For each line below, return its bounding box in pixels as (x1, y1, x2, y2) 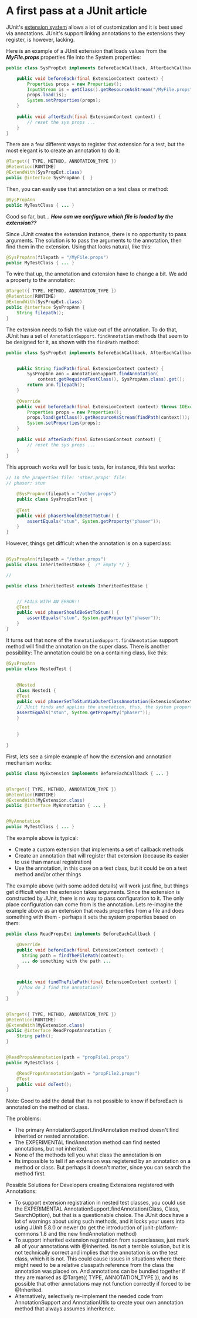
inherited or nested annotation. (14, 1132, 90, 1140)
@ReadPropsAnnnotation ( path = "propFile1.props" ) (6, 1054, 130, 1061)
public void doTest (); (16, 1081, 72, 1087)
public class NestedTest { (6, 665, 72, 672)
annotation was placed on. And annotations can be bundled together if (14, 1267, 186, 1275)
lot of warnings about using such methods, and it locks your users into (14, 1218, 185, 1225)
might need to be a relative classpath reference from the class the (14, 1262, 174, 1269)
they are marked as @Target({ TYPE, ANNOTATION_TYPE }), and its (14, 1274, 179, 1281)
